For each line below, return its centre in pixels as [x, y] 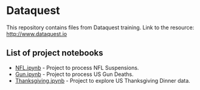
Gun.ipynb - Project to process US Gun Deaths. [74, 74]
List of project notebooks [55, 53]
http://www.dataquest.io [37, 33]
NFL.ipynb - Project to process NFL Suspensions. [77, 67]
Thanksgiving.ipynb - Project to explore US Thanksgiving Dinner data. [102, 80]
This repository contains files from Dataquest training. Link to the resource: [100, 27]
